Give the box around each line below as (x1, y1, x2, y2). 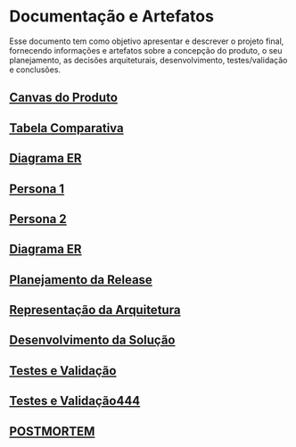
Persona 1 (9, 181, 65, 196)
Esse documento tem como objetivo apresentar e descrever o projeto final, (9, 36, 284, 46)
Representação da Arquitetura (9, 302, 181, 318)
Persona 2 (9, 211, 67, 227)
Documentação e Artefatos (9, 6, 214, 27)
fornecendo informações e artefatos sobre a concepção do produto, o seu (9, 45, 283, 55)
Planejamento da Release (9, 272, 153, 287)
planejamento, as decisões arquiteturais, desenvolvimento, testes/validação (9, 54, 288, 65)
